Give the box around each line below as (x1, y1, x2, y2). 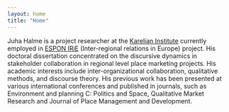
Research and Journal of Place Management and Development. (7, 96, 193, 105)
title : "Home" (7, 17, 50, 24)
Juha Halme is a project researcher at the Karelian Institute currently (7, 36, 207, 45)
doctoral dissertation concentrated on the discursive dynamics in (7, 51, 197, 60)
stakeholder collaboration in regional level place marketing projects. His (7, 59, 216, 67)
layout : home (7, 10, 46, 18)
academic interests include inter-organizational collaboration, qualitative (7, 67, 218, 75)
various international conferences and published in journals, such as (7, 82, 207, 90)
